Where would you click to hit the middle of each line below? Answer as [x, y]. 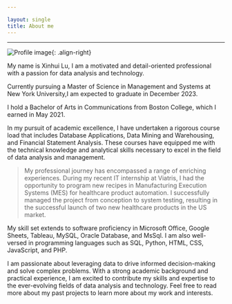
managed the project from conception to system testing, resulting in [121, 200]
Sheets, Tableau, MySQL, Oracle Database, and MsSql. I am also [99, 235]
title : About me [30, 26]
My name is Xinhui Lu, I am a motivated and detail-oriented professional [109, 66]
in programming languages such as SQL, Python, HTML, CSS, [116, 243]
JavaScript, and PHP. [37, 250]
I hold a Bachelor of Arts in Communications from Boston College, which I [112, 107]
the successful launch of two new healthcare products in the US [115, 207]
